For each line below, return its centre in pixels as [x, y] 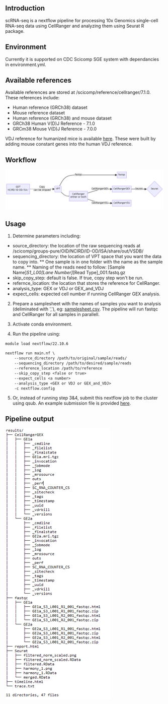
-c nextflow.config [35, 389]
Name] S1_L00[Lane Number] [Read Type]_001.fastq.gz [69, 273]
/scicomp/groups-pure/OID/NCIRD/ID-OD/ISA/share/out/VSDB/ [78, 251]
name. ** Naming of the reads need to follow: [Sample [69, 267]
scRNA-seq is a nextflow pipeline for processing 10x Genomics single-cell [82, 20]
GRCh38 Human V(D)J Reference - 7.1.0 [54, 123]
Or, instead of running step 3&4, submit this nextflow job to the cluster [85, 398]
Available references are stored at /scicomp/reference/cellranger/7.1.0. [78, 92]
